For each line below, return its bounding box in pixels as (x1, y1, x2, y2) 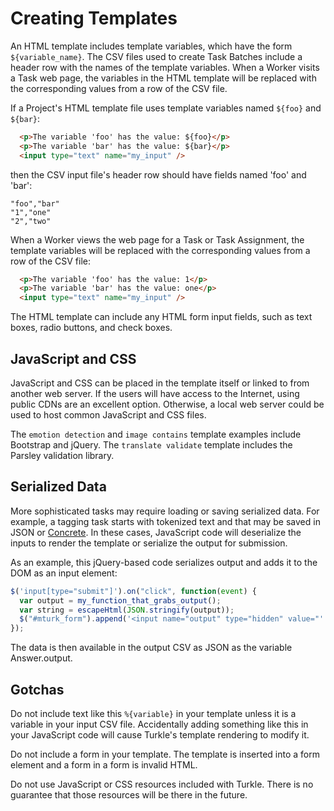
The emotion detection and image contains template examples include (10, 428, 302, 440)
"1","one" (10, 207, 52, 217)
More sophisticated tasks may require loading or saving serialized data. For (10, 505, 320, 517)
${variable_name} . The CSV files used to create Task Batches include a (10, 50, 303, 62)
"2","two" (10, 216, 52, 226)
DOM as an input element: (10, 567, 118, 579)
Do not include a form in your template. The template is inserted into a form (10, 748, 320, 760)
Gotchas (10, 681, 65, 698)
